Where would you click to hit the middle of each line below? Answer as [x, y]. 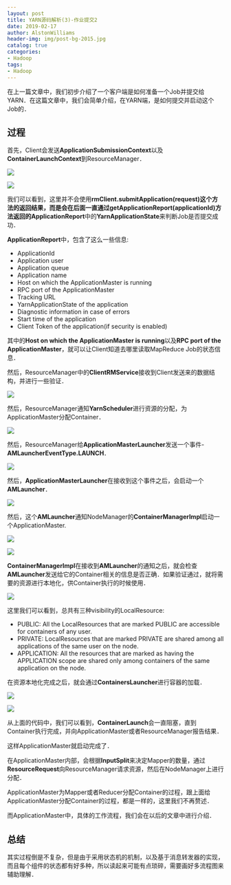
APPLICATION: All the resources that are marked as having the [106, 653]
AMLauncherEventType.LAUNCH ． [59, 453]
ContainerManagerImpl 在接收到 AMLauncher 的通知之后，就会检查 [102, 566]
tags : [15, 65]
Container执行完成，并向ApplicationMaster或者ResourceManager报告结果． [115, 731]
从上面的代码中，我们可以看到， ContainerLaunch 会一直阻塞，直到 [102, 723]
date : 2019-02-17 [32, 26]
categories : [24, 52]
